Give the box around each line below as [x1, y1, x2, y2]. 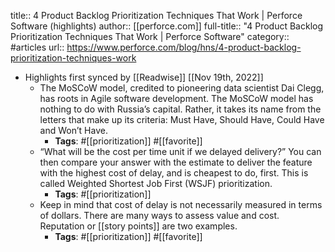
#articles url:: [10, 41, 65, 53]
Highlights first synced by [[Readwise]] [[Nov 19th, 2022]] [24, 71, 264, 83]
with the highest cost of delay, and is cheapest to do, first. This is [39, 167, 309, 179]
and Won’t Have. [39, 125, 108, 136]
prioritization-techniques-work [10, 52, 137, 64]
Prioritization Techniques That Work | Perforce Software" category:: [10, 31, 290, 42]
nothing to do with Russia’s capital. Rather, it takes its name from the [39, 103, 322, 115]
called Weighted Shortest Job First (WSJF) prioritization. [39, 178, 273, 189]
